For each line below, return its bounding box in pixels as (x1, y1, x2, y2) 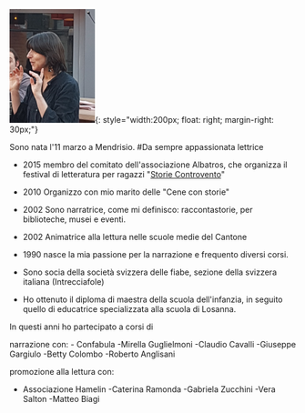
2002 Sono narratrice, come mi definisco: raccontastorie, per (22, 205, 253, 215)
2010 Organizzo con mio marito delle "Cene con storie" (22, 186, 230, 197)
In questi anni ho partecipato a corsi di (9, 321, 154, 332)
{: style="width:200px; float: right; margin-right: (95, 115, 275, 125)
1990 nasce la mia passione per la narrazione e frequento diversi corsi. (22, 249, 289, 259)
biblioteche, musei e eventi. (22, 214, 126, 225)
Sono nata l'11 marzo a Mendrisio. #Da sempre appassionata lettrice (9, 142, 264, 152)
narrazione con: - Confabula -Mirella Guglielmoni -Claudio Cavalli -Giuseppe (9, 339, 297, 349)
